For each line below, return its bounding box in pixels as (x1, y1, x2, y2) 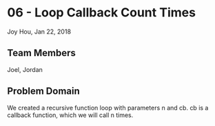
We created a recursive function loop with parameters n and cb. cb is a (7, 103, 209, 112)
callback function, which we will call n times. (7, 111, 134, 119)
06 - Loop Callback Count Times (7, 5, 196, 21)
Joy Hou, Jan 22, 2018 (7, 27, 71, 36)
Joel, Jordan (7, 65, 43, 73)
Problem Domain (7, 86, 81, 97)
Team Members (7, 47, 76, 59)
